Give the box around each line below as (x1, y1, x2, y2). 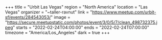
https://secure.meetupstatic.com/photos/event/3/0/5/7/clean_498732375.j (7, 19, 158, 25)
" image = (50, 14, 71, 20)
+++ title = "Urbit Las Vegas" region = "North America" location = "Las (5, 4, 148, 10)
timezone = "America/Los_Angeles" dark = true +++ (5, 30, 110, 35)
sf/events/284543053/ (5, 14, 51, 20)
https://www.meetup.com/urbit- (92, 9, 157, 15)
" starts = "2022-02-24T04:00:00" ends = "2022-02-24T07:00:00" (13, 25, 149, 30)
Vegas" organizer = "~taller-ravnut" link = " (5, 9, 93, 15)
